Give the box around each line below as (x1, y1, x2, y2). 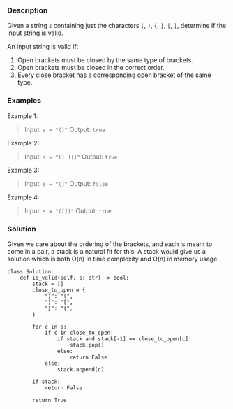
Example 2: (7, 138, 40, 147)
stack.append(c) (57, 366, 105, 373)
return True (32, 396, 68, 403)
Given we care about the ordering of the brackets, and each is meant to (7, 240, 213, 248)
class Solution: (7, 268, 54, 275)
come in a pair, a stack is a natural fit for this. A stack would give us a (7, 247, 206, 255)
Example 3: (7, 166, 40, 174)
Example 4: (7, 193, 40, 201)
